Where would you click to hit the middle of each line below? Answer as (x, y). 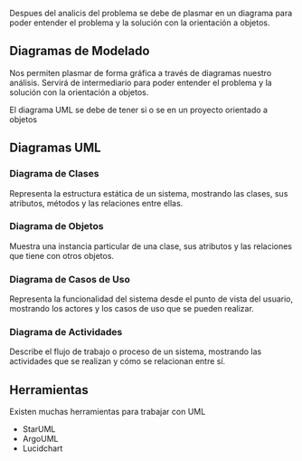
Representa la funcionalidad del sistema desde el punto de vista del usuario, (151, 299)
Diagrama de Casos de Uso (70, 279)
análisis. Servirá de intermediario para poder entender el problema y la (141, 82)
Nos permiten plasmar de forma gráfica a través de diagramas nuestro (141, 72)
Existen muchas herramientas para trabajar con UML (108, 412)
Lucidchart (42, 448)
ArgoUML (40, 439)
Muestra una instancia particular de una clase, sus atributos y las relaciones (151, 246)
